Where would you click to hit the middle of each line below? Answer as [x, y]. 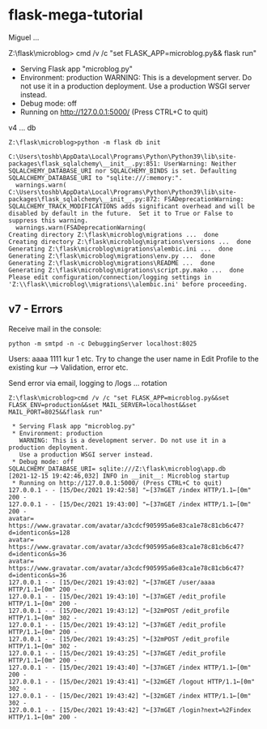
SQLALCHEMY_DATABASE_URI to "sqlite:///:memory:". [95, 178]
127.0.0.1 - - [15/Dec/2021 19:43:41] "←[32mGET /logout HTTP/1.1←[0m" [131, 682]
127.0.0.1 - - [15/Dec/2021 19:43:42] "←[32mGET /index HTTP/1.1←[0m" [130, 696]
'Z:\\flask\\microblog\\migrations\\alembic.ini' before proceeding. [128, 284]
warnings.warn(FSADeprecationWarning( [81, 227]
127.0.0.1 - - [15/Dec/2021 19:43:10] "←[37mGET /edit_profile [117, 596]
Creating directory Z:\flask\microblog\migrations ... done [114, 234]
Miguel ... [24, 37]
